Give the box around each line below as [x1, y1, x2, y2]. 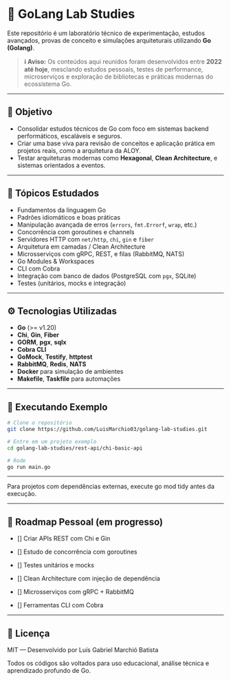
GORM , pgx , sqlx [16, 338, 67, 346]
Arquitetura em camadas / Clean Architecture [16, 242, 146, 251]
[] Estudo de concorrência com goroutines [16, 547, 137, 556]
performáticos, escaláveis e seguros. [16, 132, 122, 140]
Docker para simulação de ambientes [16, 368, 124, 376]
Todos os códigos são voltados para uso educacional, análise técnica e [7, 659, 210, 667]
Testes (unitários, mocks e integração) [16, 279, 126, 287]
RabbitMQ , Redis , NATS [16, 360, 87, 368]
